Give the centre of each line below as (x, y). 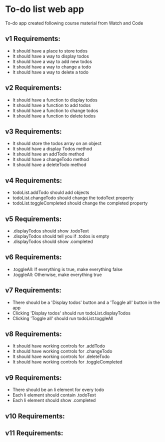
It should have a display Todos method (52, 149)
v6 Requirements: (33, 257)
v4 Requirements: (34, 180)
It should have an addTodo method (48, 154)
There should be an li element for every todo (58, 390)
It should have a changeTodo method (50, 159)
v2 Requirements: (33, 88)
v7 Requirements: (33, 290)
